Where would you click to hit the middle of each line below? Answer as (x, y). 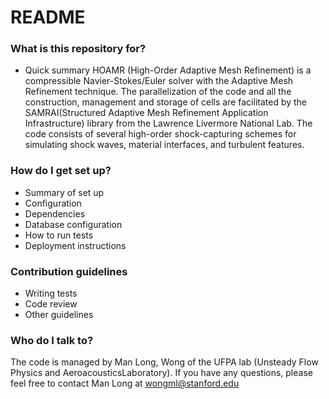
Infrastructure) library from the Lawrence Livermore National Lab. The (168, 123)
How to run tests (59, 235)
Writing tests (51, 293)
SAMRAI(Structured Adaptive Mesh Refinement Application (146, 113)
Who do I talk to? (52, 340)
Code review (51, 304)
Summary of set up (64, 192)
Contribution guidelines (69, 271)
